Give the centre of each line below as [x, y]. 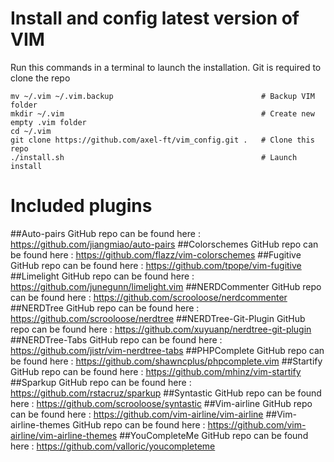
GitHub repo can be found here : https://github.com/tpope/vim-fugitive [156, 265]
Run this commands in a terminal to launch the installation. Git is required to [166, 67]
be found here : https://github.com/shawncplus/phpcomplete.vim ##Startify [166, 361]
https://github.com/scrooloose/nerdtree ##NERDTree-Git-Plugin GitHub [158, 318]
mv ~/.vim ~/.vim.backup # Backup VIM [162, 96]
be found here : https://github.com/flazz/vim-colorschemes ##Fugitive [156, 254]
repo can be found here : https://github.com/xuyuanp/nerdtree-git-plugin [161, 329]
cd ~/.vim [31, 131]
